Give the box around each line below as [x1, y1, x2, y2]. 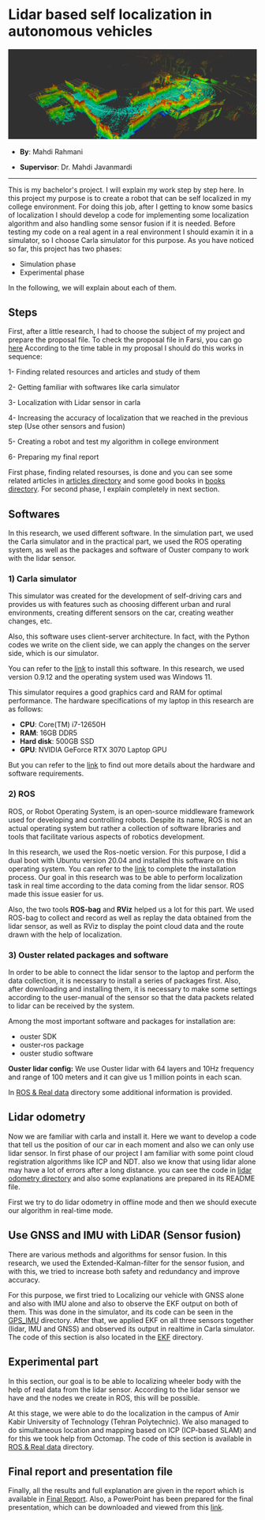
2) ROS [8, 789, 35, 800]
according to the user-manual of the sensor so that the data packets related [8, 993, 255, 1003]
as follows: [8, 704, 43, 714]
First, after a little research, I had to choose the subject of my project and [8, 327, 245, 336]
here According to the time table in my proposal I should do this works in [8, 343, 244, 353]
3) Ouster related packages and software [8, 950, 169, 961]
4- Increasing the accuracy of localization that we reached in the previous [8, 413, 248, 423]
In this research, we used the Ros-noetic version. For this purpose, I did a [8, 847, 247, 856]
